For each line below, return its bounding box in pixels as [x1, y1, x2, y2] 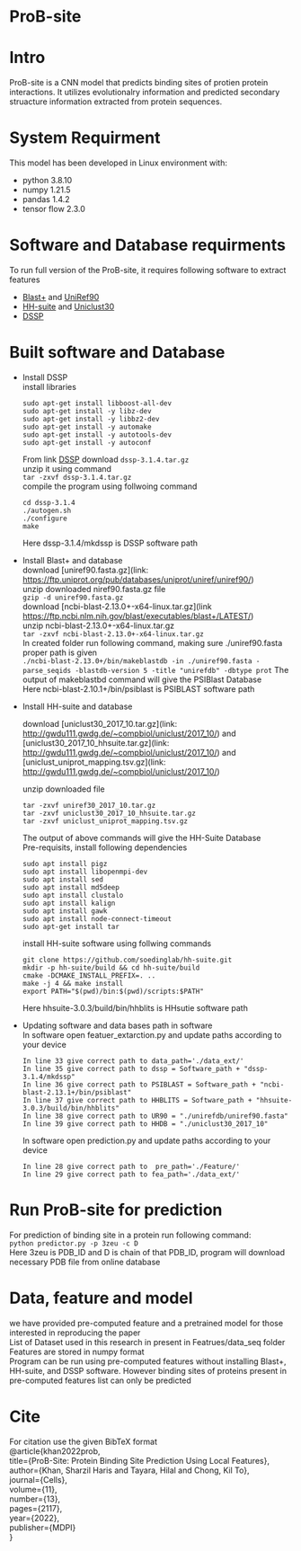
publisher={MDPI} [9, 1521, 76, 1533]
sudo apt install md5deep [22, 882, 120, 891]
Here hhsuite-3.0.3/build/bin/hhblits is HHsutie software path [22, 1002, 249, 1013]
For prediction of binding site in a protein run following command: [9, 1229, 252, 1240]
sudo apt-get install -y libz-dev [22, 406, 152, 415]
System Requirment [9, 128, 161, 148]
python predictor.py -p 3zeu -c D [9, 1238, 139, 1248]
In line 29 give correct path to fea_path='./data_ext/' [22, 1170, 241, 1179]
